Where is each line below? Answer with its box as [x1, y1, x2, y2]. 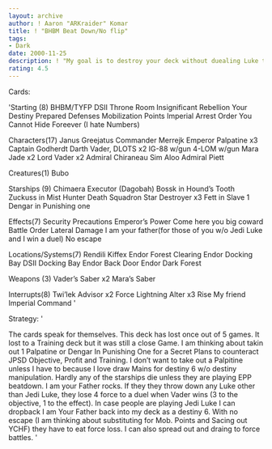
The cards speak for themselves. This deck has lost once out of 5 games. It [8, 329, 260, 339]
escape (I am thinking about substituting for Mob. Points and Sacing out [8, 415, 248, 425]
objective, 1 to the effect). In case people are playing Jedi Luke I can [8, 398, 236, 408]
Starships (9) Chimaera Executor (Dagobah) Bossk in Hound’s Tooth [8, 184, 235, 193]
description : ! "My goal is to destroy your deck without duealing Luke [8, 57, 259, 66]
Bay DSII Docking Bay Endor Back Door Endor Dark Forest [8, 258, 202, 268]
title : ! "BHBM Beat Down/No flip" [8, 27, 129, 35]
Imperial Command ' [8, 298, 76, 307]
